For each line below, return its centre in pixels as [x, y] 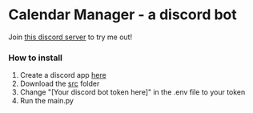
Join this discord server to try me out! [70, 37]
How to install [35, 58]
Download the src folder [60, 84]
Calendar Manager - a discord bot [123, 15]
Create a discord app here [63, 75]
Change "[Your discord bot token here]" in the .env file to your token [133, 92]
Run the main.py [47, 101]
